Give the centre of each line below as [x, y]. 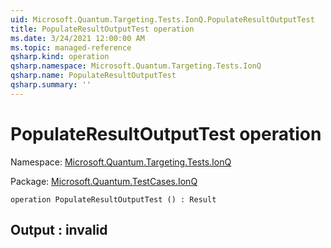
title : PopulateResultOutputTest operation [102, 29]
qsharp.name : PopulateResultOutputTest [93, 76]
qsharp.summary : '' [51, 85]
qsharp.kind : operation [60, 57]
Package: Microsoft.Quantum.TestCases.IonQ [104, 181]
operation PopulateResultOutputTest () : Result [113, 199]
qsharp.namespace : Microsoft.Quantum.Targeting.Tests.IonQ [136, 66]
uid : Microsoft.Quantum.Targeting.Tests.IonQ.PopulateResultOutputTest [162, 19]
